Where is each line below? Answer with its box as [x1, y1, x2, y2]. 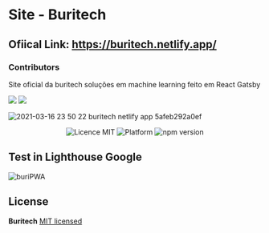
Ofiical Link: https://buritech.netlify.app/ [8, 38, 217, 51]
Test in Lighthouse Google [8, 151, 142, 164]
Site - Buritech [8, 6, 107, 24]
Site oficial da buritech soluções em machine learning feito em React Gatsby [8, 79, 261, 89]
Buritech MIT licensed [8, 216, 83, 226]
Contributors [8, 62, 60, 73]
